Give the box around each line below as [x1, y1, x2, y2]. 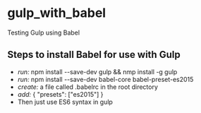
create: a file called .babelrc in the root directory [17, 83, 159, 91]
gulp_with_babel [7, 5, 106, 21]
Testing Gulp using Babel [7, 28, 80, 37]
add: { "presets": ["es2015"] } [17, 90, 104, 98]
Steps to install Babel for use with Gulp [7, 49, 181, 61]
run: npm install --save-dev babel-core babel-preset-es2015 [17, 75, 194, 83]
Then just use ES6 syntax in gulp [17, 97, 113, 106]
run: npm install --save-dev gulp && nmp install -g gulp [17, 67, 178, 76]
